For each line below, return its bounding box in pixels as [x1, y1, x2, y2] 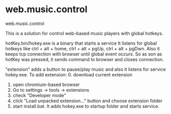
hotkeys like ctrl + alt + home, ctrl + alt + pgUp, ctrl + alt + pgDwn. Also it [5, 45, 160, 51]
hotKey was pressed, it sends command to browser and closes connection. [5, 56, 164, 62]
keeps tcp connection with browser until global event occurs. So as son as [5, 51, 162, 57]
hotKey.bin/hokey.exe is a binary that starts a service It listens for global [5, 40, 157, 46]
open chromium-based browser [12, 81, 80, 88]
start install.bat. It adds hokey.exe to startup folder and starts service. [12, 103, 160, 109]
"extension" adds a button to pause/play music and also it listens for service [5, 66, 166, 72]
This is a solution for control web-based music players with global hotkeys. [5, 30, 163, 36]
